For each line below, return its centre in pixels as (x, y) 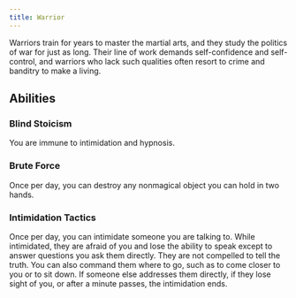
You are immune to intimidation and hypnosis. (92, 143)
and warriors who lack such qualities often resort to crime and (152, 61)
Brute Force (34, 166)
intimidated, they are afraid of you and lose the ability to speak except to (141, 246)
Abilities (32, 99)
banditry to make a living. (55, 71)
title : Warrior (37, 17)
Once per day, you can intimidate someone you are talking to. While (132, 236)
